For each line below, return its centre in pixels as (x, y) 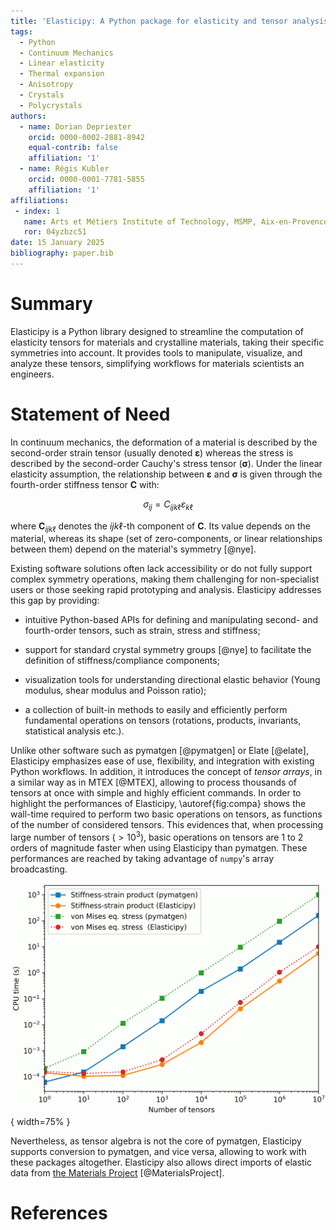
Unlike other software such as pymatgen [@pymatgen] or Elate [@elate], (159, 751)
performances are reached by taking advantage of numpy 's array (142, 858)
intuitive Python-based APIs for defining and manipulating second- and (171, 620)
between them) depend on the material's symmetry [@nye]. (133, 549)
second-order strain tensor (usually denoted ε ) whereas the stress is (152, 452)
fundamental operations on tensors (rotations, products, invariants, (163, 721)
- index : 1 (37, 211)
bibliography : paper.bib (62, 253)
